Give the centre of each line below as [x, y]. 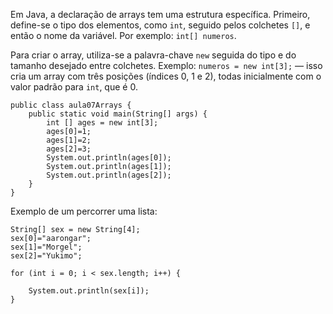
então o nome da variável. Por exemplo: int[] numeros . [123, 35]
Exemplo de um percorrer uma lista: [84, 211]
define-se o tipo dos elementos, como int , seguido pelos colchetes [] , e [160, 25]
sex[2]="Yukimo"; [46, 256]
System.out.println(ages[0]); [109, 158]
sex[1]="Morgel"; [46, 247]
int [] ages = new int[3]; [102, 123]
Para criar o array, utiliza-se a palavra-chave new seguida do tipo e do [153, 55]
